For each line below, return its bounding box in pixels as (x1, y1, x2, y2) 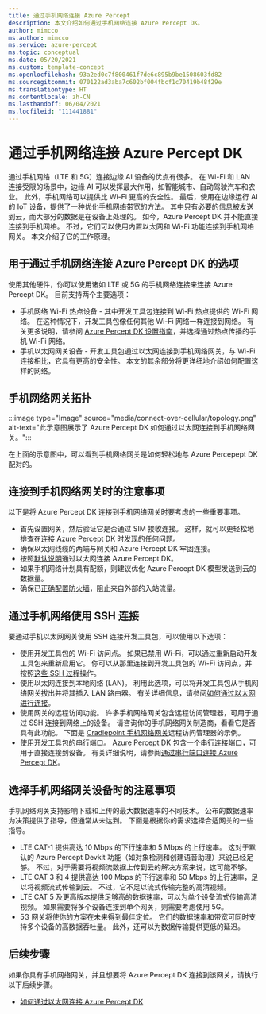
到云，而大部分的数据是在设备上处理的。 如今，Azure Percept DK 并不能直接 (8, 211, 259, 221)
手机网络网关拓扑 (8, 391, 92, 405)
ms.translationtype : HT (8, 85, 87, 94)
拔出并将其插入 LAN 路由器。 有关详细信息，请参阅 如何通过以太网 (40, 688, 256, 698)
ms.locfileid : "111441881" (8, 108, 98, 116)
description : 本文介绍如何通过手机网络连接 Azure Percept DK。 (8, 19, 204, 27)
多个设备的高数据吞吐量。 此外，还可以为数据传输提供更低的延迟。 (26, 922, 245, 931)
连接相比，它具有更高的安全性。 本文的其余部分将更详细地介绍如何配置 (19, 356, 252, 365)
